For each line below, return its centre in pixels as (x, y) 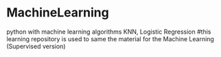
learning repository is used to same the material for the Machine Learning (110, 38)
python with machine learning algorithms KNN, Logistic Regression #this (109, 32)
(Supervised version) (36, 46)
